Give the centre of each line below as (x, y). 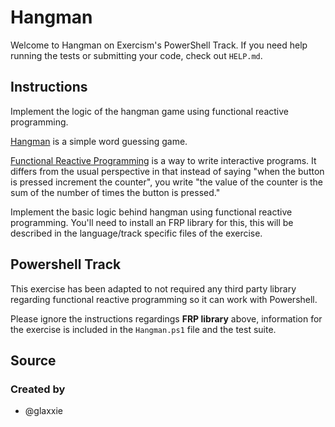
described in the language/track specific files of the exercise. (136, 233)
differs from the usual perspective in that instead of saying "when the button (167, 171)
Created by (38, 389)
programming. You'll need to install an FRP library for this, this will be (152, 222)
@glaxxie (43, 411)
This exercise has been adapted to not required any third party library (153, 288)
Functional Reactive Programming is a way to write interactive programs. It (163, 160)
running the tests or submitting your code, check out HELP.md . (136, 55)
